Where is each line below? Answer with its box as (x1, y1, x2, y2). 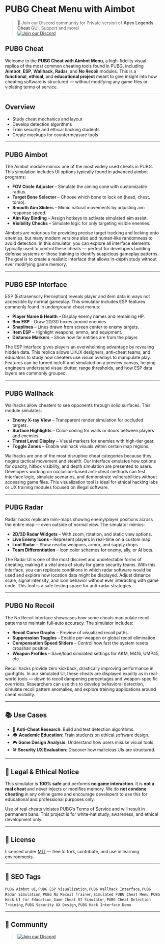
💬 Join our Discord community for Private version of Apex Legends (17, 20, 154, 26)
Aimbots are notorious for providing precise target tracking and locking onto (5, 230, 159, 236)
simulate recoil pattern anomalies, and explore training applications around (5, 686, 156, 692)
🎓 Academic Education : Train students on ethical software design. (12, 732, 150, 738)
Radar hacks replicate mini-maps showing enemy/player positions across (5, 516, 153, 522)
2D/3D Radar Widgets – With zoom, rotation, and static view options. (12, 531, 152, 537)
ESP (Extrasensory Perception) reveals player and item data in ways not (5, 294, 150, 300)
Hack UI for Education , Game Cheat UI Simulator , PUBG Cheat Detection (5, 896, 151, 902)
